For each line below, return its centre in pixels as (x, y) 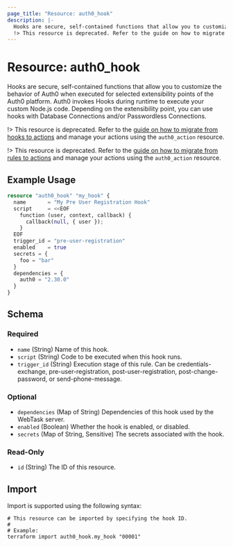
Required (23, 334)
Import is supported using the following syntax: (75, 506)
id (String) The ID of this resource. (67, 467)
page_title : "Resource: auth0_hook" (60, 14)
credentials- (194, 364)
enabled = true (40, 247)
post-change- (198, 371)
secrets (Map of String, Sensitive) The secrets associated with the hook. (121, 434)
